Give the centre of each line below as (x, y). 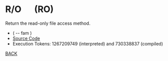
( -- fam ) (22, 33)
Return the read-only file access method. (48, 23)
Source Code (26, 38)
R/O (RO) (30, 9)
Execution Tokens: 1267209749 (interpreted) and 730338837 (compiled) (88, 43)
